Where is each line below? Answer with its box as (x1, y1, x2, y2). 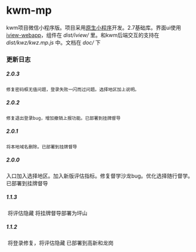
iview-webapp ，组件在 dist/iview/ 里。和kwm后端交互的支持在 (6, 31, 160, 39)
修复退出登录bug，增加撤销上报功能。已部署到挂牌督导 (6, 115, 121, 121)
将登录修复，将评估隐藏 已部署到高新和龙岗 (7, 239, 114, 246)
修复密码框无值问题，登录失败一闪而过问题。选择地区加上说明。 (6, 86, 139, 92)
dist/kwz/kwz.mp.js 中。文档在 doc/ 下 (6, 39, 101, 46)
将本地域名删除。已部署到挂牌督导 (6, 144, 77, 150)
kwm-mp (6, 4, 52, 17)
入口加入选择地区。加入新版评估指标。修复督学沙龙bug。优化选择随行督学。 (6, 172, 194, 179)
